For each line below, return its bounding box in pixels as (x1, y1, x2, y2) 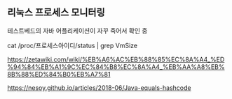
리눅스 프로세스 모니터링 (7, 6, 105, 19)
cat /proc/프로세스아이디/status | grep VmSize (7, 41, 138, 49)
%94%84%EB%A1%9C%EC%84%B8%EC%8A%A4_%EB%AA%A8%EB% (7, 62, 225, 71)
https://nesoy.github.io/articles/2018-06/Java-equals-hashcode (7, 83, 191, 92)
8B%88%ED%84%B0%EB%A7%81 (7, 70, 111, 78)
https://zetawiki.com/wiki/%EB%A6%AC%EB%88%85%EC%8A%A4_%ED (7, 55, 225, 63)
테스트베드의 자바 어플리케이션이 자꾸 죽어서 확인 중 (7, 26, 148, 35)
